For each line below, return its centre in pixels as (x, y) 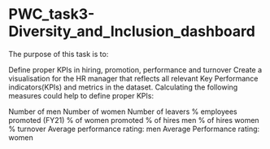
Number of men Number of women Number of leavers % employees (123, 112)
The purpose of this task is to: (59, 54)
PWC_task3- (52, 14)
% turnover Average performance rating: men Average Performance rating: (134, 129)
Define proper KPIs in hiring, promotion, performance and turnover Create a (135, 69)
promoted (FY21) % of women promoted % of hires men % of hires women (134, 120)
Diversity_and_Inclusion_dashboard (132, 31)
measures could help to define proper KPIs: (81, 95)
